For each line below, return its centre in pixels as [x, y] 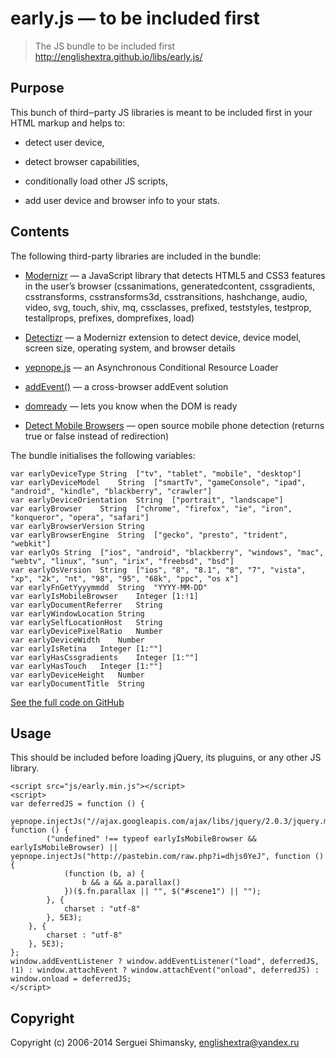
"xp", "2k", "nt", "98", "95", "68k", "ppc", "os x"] [125, 578]
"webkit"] [31, 543]
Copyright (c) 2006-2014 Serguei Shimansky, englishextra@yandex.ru [155, 1043]
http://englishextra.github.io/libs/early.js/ [118, 56]
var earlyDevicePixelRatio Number [86, 631]
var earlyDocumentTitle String [77, 683]
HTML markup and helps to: [68, 123]
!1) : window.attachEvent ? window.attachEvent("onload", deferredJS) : [165, 970]
